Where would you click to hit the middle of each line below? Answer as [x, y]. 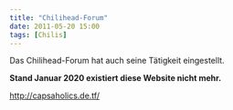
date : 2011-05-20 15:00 [55, 26]
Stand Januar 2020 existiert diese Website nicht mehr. [116, 78]
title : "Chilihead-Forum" [58, 18]
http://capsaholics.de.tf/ [55, 95]
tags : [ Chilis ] [38, 35]
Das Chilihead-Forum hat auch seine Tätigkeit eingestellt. [117, 61]
